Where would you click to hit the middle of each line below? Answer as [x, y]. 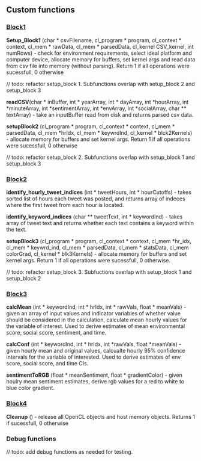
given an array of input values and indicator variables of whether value [94, 314]
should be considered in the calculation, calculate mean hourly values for [97, 320]
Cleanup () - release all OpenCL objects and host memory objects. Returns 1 [100, 416]
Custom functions [40, 10]
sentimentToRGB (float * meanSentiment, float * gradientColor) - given [94, 375]
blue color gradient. [31, 388]
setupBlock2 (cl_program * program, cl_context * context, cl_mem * [91, 126]
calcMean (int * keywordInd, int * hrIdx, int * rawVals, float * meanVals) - [96, 307]
